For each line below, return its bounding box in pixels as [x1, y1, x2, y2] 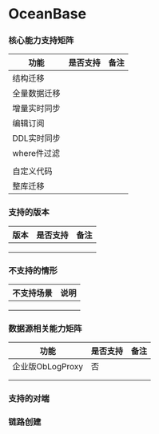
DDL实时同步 [12, 133, 62, 144]
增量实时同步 [12, 103, 62, 114]
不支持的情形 [8, 265, 58, 276]
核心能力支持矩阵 [8, 35, 74, 46]
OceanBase [8, 5, 86, 23]
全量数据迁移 [12, 88, 62, 99]
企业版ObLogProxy [12, 361, 84, 372]
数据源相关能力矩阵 [8, 323, 82, 334]
